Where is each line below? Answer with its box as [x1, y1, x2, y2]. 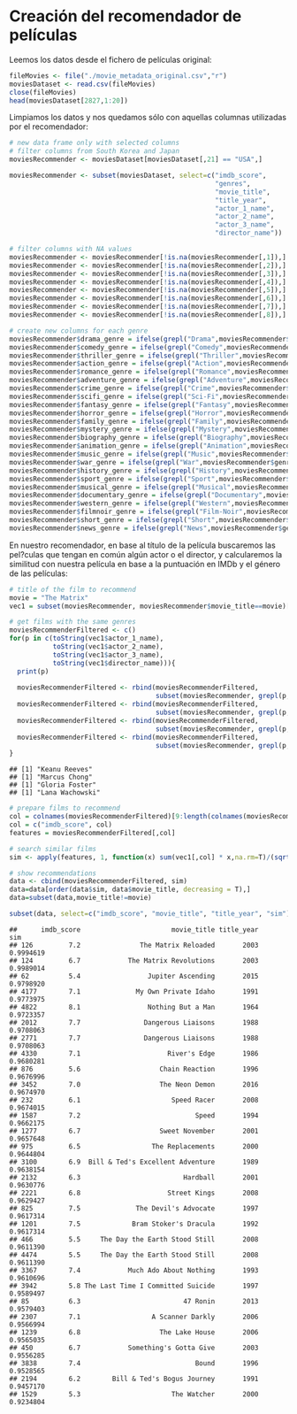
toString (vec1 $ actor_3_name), [52, 650, 164, 659]
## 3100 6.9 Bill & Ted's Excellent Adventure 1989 [9, 1157, 259, 1166]
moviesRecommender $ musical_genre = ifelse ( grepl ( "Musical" [9, 482, 232, 492]
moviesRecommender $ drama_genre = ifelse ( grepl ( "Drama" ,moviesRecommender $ [9, 334, 291, 343]
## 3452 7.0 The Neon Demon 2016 [9, 1080, 259, 1089]
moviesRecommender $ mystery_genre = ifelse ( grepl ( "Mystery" [9, 425, 232, 434]
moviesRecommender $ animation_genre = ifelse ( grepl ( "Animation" [9, 442, 247, 450]
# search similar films [9, 844, 97, 853]
